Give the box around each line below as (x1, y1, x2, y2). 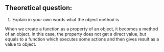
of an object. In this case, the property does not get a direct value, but (5, 31, 146, 37)
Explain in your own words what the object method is (12, 16, 119, 22)
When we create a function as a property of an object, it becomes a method (5, 26, 158, 32)
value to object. (5, 41, 37, 47)
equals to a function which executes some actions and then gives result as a (5, 36, 159, 42)
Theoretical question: (5, 4, 72, 12)
